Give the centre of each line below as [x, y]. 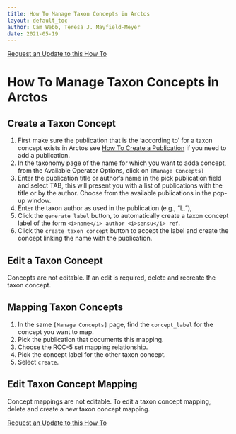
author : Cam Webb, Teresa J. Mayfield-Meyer [74, 27]
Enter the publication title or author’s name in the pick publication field [119, 178]
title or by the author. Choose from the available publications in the [114, 193]
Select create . [38, 362]
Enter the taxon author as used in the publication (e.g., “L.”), [105, 208]
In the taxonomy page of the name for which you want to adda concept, [122, 163]
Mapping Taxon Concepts [65, 308]
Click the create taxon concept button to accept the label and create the [123, 231]
